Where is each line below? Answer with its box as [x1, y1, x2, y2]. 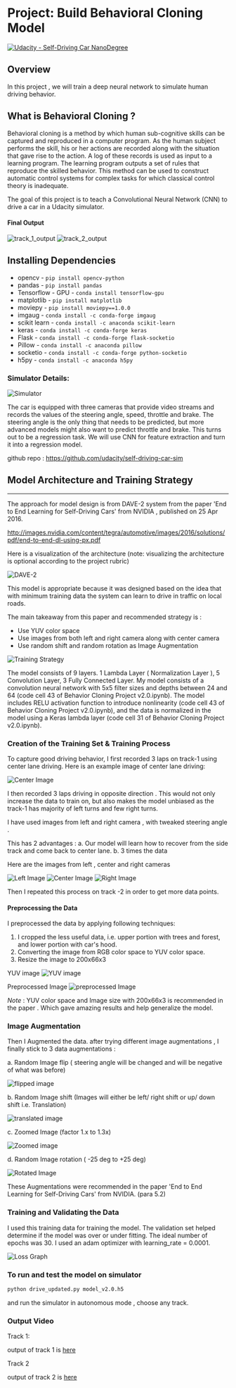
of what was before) [7, 1065, 66, 1075]
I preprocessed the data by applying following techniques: [7, 919, 176, 927]
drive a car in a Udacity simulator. [7, 202, 105, 211]
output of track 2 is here [7, 1373, 77, 1382]
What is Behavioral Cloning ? [7, 111, 136, 123]
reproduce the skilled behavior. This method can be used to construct [7, 166, 209, 175]
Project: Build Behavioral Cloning [7, 5, 204, 21]
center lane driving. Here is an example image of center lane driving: [7, 762, 206, 770]
